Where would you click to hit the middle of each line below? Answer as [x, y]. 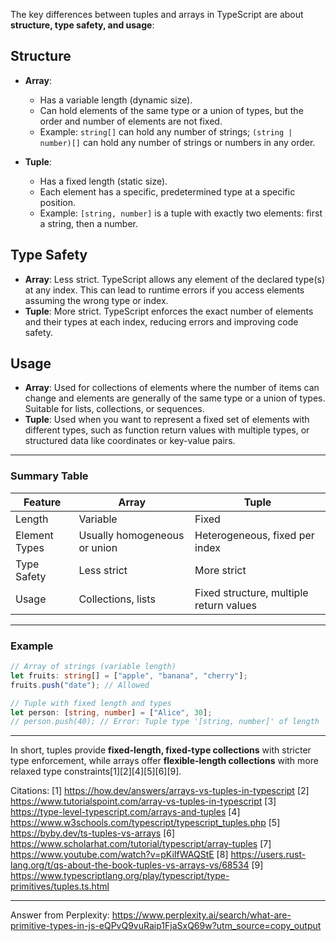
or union [98, 547]
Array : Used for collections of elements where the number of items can [172, 388]
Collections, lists [117, 599]
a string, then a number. [88, 223]
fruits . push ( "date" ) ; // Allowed [80, 685]
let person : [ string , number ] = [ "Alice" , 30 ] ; [111, 712]
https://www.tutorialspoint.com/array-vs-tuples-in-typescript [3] [143, 801]
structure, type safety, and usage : [82, 25]
